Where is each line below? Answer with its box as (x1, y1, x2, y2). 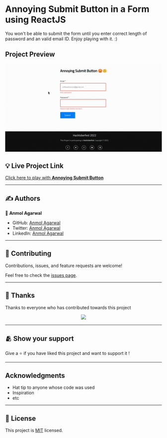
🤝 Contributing (5, 250, 52, 258)
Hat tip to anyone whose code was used (12, 384, 95, 391)
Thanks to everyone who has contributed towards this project (5, 304, 131, 310)
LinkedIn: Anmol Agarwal (12, 230, 64, 236)
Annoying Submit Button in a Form (5, 3, 150, 15)
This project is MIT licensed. (5, 427, 63, 433)
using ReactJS (5, 14, 66, 25)
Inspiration (12, 390, 34, 396)
